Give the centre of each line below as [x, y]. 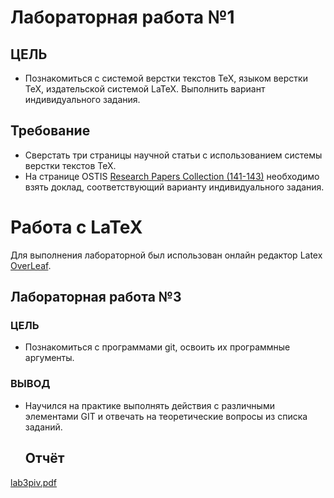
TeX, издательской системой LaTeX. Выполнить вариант [145, 89]
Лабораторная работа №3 [96, 297]
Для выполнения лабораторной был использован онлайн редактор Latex [166, 255]
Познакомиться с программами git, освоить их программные [157, 347]
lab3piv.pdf [34, 482]
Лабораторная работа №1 [122, 17]
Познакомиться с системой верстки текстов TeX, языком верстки [166, 78]
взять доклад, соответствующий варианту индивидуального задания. [174, 187]
